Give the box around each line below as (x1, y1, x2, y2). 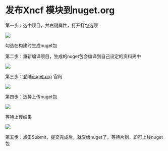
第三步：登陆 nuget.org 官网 (5, 73, 62, 79)
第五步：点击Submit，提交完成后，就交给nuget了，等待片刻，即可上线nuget (5, 134, 163, 140)
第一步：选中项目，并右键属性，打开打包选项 (5, 22, 98, 28)
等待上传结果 (5, 114, 32, 120)
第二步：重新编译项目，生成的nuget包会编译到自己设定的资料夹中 (5, 53, 141, 59)
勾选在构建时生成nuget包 (5, 42, 57, 48)
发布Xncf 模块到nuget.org (5, 5, 115, 16)
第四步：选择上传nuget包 (5, 93, 57, 99)
